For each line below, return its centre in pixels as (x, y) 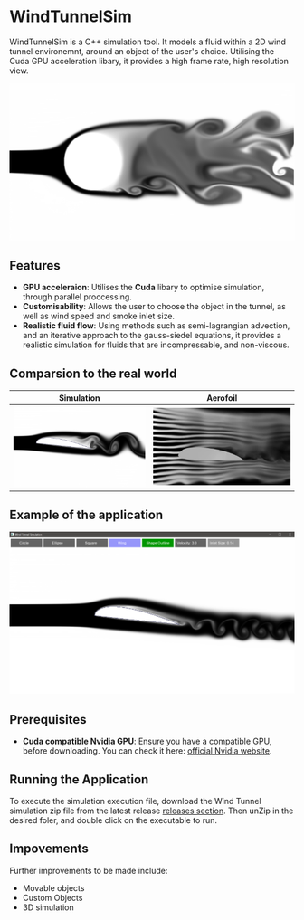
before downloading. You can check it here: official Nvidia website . (147, 751)
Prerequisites (48, 720)
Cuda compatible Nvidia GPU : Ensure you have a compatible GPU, (147, 741)
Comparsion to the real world (93, 373)
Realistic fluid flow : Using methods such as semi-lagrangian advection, (156, 326)
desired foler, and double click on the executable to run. (114, 820)
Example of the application (86, 515)
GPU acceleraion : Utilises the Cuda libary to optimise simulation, (143, 288)
